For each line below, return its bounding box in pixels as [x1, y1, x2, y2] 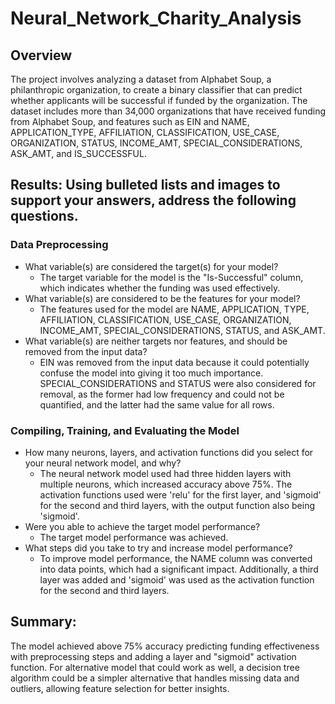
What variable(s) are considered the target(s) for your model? [24, 260, 279, 272]
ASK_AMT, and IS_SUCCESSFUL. [10, 148, 147, 159]
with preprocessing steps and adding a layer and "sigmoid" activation [10, 650, 297, 662]
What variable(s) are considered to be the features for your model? [24, 292, 301, 304]
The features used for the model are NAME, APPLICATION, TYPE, [39, 303, 310, 315]
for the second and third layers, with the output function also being [39, 499, 316, 511]
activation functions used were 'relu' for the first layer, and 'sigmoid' [39, 488, 322, 501]
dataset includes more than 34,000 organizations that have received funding [10, 105, 326, 117]
